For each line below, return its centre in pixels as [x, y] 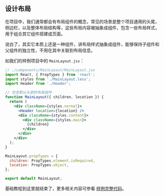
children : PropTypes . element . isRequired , [52, 161]
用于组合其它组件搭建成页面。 [35, 34]
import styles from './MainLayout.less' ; [48, 79]
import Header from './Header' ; [38, 84]
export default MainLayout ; [34, 179]
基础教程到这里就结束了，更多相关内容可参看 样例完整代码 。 [66, 189]
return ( [18, 102]
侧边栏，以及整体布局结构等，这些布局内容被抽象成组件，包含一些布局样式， [82, 27]
